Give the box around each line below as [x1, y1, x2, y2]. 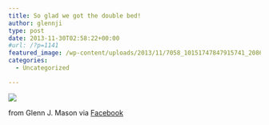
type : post [8, 26, 45, 34]
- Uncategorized [15, 64, 70, 72]
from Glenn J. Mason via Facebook [8, 107, 124, 117]
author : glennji [8, 19, 62, 27]
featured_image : [8, 49, 62, 57]
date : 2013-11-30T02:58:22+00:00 [8, 34, 120, 42]
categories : [8, 57, 48, 65]
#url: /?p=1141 [8, 42, 59, 50]
